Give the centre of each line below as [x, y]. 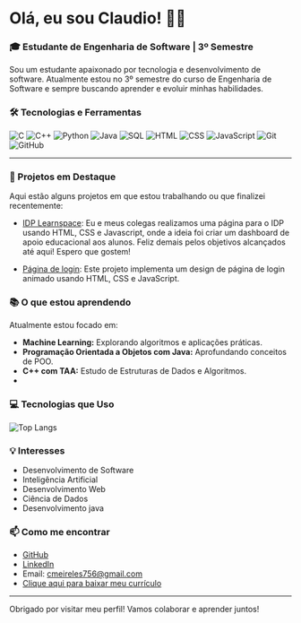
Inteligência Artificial [60, 480]
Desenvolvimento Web [64, 489]
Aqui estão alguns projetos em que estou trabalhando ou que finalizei [138, 196]
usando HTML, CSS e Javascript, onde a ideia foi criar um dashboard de [155, 233]
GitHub [35, 555]
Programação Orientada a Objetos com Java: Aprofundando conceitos [154, 352]
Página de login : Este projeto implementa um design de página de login [153, 269]
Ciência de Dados [55, 498]
